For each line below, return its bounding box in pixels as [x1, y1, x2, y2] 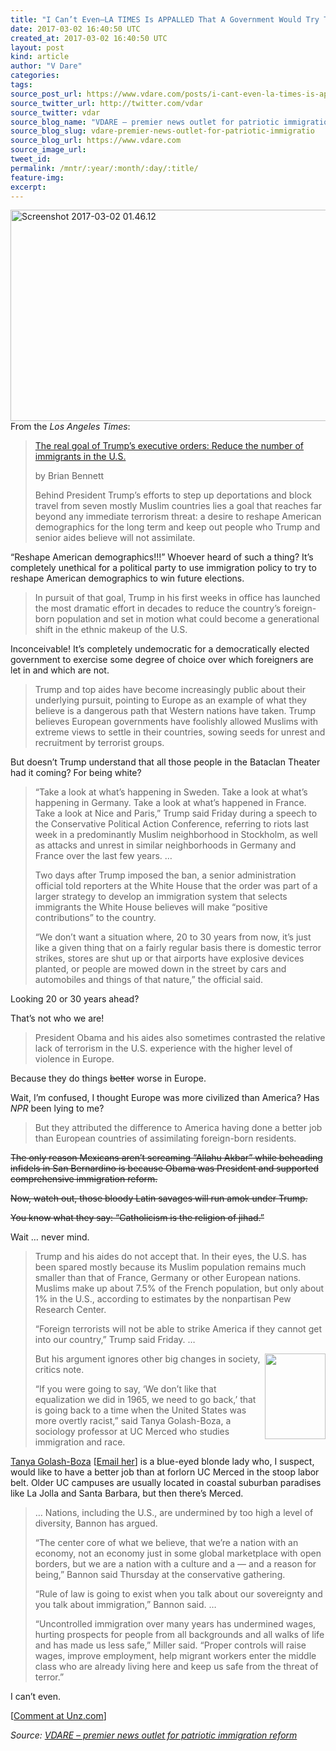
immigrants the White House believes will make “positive [34, 901, 268, 913]
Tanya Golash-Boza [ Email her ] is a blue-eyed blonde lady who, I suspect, [10, 1456, 315, 1468]
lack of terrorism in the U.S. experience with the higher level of [34, 1042, 293, 1055]
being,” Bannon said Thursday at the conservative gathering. [34, 1569, 286, 1581]
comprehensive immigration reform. [10, 1173, 158, 1185]
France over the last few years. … [34, 850, 173, 862]
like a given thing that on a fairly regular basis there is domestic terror [34, 942, 322, 954]
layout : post [10, 42, 65, 53]
